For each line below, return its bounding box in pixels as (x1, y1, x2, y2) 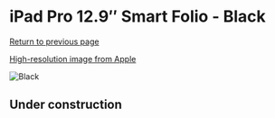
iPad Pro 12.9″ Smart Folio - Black (9, 6, 266, 27)
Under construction (9, 97, 122, 113)
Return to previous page (9, 36, 100, 47)
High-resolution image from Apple (9, 53, 137, 64)
